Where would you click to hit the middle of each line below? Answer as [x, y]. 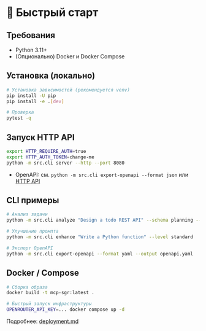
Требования [31, 35]
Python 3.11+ [31, 50]
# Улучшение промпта [33, 232]
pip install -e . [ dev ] [35, 101]
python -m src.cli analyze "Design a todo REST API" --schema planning [100, 220]
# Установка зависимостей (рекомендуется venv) [68, 90]
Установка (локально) [51, 76]
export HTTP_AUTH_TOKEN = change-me [51, 157]
